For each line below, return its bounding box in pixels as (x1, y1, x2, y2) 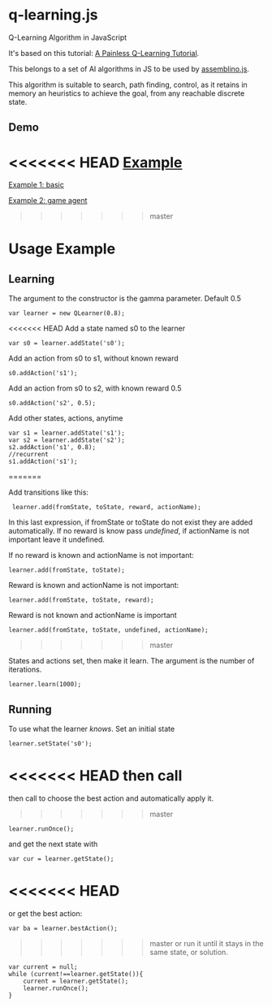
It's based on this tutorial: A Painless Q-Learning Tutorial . (8, 48, 200, 58)
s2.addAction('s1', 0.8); (8, 443, 96, 452)
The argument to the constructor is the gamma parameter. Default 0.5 (8, 294, 242, 304)
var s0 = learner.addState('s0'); (8, 339, 126, 348)
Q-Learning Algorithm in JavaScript (8, 32, 127, 42)
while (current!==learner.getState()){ (8, 970, 144, 978)
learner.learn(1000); (8, 681, 82, 689)
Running (8, 702, 53, 716)
